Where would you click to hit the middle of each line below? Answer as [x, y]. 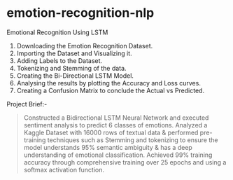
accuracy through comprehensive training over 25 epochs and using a [125, 162]
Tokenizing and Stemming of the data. [71, 68]
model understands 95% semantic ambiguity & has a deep [108, 147]
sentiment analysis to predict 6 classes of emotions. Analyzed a [115, 125]
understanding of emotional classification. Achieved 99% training [118, 155]
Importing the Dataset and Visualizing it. [74, 53]
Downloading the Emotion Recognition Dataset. [85, 46]
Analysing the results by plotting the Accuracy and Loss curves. [108, 83]
